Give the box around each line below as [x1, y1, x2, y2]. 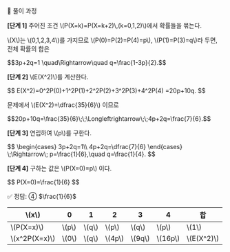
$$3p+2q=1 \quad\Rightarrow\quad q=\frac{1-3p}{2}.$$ [7, 59, 167, 66]
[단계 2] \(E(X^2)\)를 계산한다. [7, 72, 89, 81]
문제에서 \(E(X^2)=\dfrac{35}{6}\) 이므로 [7, 101, 119, 109]
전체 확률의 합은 [7, 45, 50, 52]
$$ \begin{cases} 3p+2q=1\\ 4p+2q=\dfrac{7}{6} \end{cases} [7, 143, 182, 151]
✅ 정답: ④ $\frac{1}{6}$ [7, 193, 77, 200]
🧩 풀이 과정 [7, 7, 37, 14]
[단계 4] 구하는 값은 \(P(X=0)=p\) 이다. [7, 164, 112, 172]
